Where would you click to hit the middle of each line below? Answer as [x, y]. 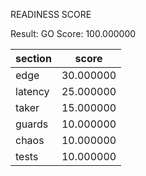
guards [32, 124]
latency [32, 91]
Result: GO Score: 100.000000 [73, 33]
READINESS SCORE [51, 14]
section [33, 58]
